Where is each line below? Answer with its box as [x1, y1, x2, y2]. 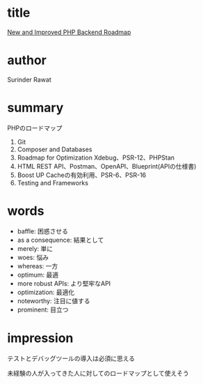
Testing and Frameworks [17, 178, 89, 187]
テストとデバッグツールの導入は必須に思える [7, 354, 136, 362]
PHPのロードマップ [7, 123, 63, 132]
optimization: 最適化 [17, 288, 75, 296]
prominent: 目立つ [17, 305, 69, 314]
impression [7, 330, 74, 346]
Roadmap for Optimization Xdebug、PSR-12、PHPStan [17, 153, 175, 162]
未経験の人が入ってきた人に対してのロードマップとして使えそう [7, 369, 190, 377]
